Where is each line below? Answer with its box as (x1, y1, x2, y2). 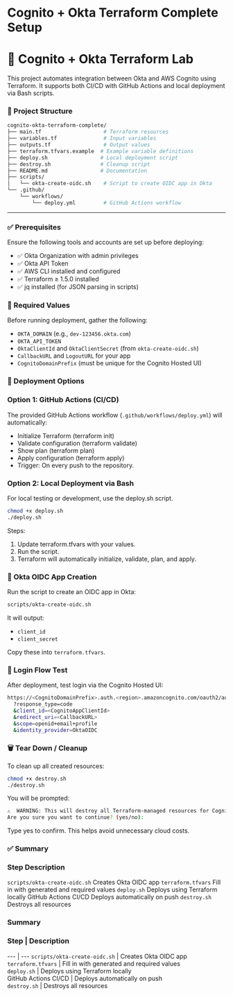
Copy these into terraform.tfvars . (7, 648, 106, 656)
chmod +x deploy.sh (7, 508, 64, 514)
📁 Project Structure (7, 106, 73, 116)
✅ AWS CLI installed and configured (17, 267, 121, 275)
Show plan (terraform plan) (17, 446, 95, 455)
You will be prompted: (7, 794, 70, 802)
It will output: (7, 614, 44, 622)
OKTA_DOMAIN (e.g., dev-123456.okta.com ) (17, 329, 132, 338)
